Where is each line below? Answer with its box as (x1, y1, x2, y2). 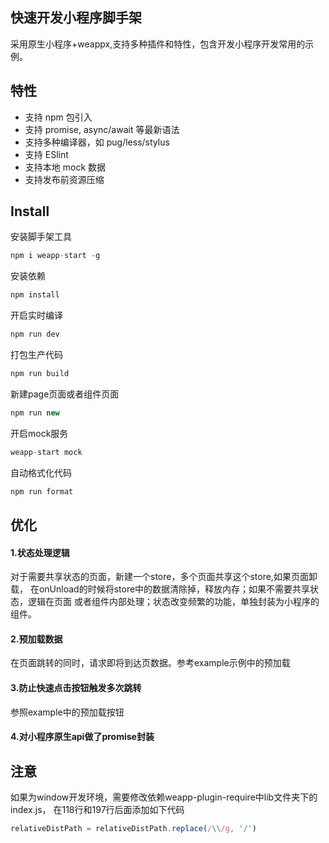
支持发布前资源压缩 (24, 173, 105, 185)
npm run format (10, 486, 74, 497)
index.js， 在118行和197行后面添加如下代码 (10, 803, 185, 815)
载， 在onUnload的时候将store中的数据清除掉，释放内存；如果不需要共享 (10, 583, 311, 595)
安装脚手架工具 (10, 231, 72, 243)
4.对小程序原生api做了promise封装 (10, 731, 155, 743)
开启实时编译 (10, 309, 63, 322)
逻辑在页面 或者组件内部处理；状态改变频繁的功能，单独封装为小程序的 (27, 596, 320, 608)
